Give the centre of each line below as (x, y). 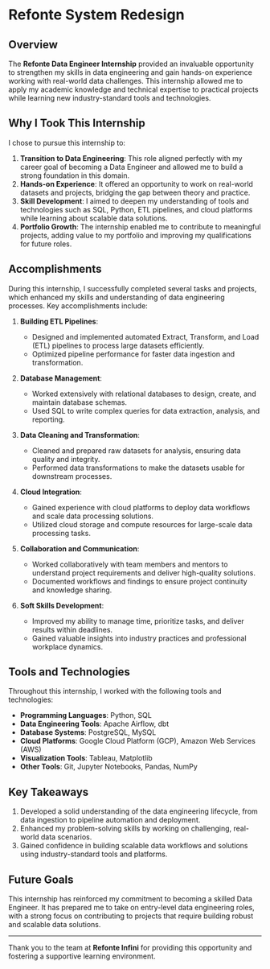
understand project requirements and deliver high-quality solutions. (143, 572)
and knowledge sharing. (72, 590)
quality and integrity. (66, 459)
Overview (33, 45)
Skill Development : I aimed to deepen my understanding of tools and (134, 201)
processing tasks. (61, 533)
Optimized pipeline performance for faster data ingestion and (133, 354)
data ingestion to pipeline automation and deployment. (110, 820)
